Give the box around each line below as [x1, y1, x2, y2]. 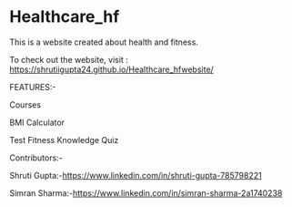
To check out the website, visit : [9, 54, 129, 65]
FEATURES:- [9, 81, 56, 92]
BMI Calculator [9, 117, 65, 128]
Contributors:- [9, 152, 64, 163]
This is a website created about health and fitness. [9, 36, 198, 47]
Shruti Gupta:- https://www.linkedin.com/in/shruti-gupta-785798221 [9, 170, 262, 181]
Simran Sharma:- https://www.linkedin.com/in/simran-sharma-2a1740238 [9, 187, 283, 198]
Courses [9, 98, 42, 110]
